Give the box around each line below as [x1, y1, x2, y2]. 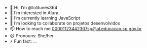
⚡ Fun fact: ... [9, 38, 37, 44]
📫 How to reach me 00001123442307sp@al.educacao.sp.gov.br [9, 26, 142, 31]
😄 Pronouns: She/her [9, 33, 54, 39]
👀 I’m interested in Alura [9, 10, 59, 16]
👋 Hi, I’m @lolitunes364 [9, 5, 58, 10]
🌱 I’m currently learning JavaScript [9, 15, 80, 21]
